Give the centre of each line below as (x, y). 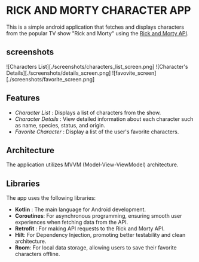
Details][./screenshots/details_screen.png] (59, 73)
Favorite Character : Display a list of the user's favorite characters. (97, 132)
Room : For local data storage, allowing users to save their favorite (96, 248)
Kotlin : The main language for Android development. (80, 209)
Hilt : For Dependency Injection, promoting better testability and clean (100, 235)
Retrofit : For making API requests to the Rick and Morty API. (90, 229)
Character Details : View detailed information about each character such (104, 119)
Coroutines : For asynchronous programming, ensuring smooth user (98, 216)
